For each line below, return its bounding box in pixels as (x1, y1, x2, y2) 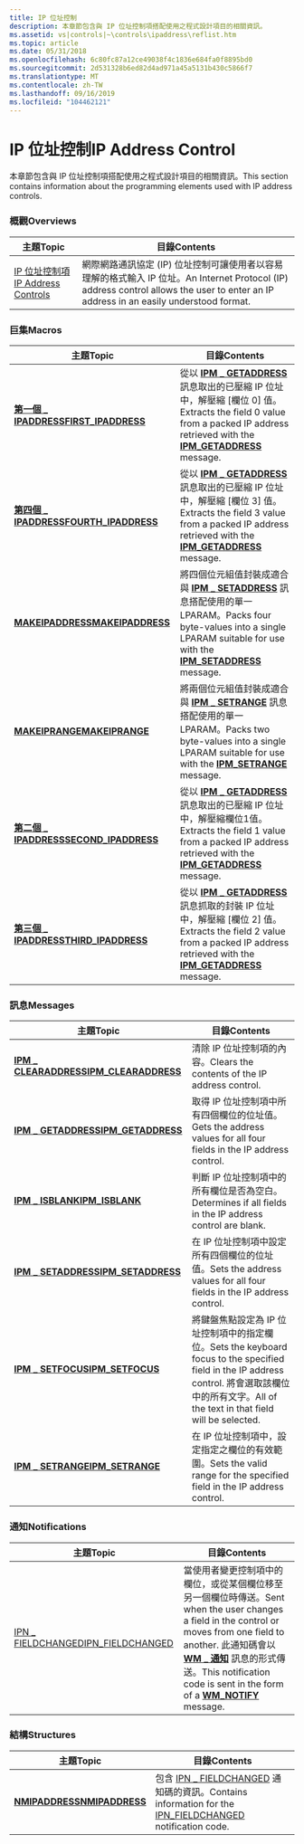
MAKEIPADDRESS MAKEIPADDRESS (14, 616, 170, 629)
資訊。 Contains (182, 1785, 248, 1798)
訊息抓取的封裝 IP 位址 (179, 899, 275, 912)
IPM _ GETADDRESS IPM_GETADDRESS (14, 1124, 183, 1136)
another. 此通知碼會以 (183, 1639, 276, 1651)
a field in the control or (183, 1614, 280, 1627)
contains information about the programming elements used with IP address (9, 181, 292, 192)
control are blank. (191, 1219, 267, 1231)
